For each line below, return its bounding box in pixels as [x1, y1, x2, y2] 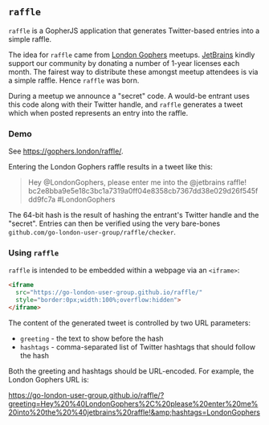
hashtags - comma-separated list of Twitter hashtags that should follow [19, 341, 255, 352]
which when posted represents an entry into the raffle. [8, 108, 189, 117]
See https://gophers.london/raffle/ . [8, 146, 124, 156]
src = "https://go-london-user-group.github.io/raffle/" [15, 288, 203, 296]
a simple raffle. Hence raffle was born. [8, 76, 140, 85]
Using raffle [8, 247, 59, 259]
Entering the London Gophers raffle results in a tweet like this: [8, 162, 213, 172]
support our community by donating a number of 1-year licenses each [8, 58, 240, 67]
